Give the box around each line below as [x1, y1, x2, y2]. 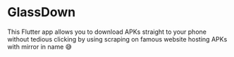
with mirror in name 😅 [7, 42, 73, 51]
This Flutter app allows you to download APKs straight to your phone [7, 27, 207, 36]
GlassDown [7, 4, 76, 20]
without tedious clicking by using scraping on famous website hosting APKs [7, 34, 228, 43]
